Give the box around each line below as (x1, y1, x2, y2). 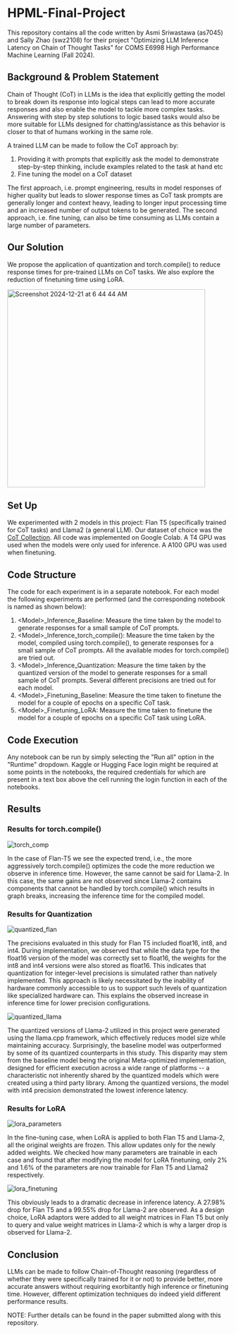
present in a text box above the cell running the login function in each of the (7, 775, 228, 784)
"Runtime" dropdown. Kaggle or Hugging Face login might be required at (7, 760, 218, 768)
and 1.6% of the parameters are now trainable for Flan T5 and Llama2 (7, 1163, 209, 1172)
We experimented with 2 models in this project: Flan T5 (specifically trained (7, 519, 227, 527)
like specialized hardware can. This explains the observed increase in (7, 991, 209, 1000)
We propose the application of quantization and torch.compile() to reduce (7, 260, 221, 269)
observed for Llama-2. (7, 1228, 73, 1237)
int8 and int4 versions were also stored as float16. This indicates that (7, 961, 206, 969)
